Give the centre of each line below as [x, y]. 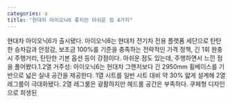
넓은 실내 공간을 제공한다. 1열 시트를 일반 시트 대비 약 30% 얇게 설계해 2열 [125, 75]
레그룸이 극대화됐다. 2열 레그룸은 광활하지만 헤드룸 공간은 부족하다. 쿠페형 [107, 84]
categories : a [28, 13]
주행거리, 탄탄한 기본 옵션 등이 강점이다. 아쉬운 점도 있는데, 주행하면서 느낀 [115, 58]
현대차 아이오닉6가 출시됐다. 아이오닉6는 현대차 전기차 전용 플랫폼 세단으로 [108, 40]
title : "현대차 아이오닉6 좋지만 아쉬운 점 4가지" [70, 20]
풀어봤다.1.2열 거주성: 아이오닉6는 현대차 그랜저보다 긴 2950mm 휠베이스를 [116, 66]
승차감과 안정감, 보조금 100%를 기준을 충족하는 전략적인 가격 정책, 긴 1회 [112, 49]
